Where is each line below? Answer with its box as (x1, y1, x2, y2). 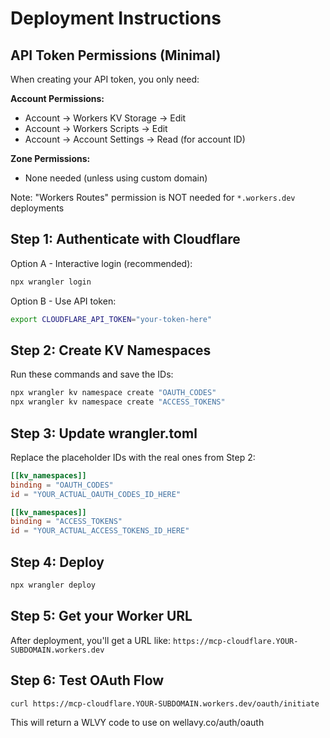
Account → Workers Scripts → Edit (24, 123, 168, 134)
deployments (10, 202, 65, 214)
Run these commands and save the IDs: (10, 368, 174, 381)
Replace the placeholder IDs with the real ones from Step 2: (10, 451, 256, 463)
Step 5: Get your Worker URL (10, 608, 193, 625)
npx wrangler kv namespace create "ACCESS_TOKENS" (10, 397, 226, 407)
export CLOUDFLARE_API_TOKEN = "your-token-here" (10, 314, 213, 324)
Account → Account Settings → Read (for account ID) (24, 133, 246, 145)
